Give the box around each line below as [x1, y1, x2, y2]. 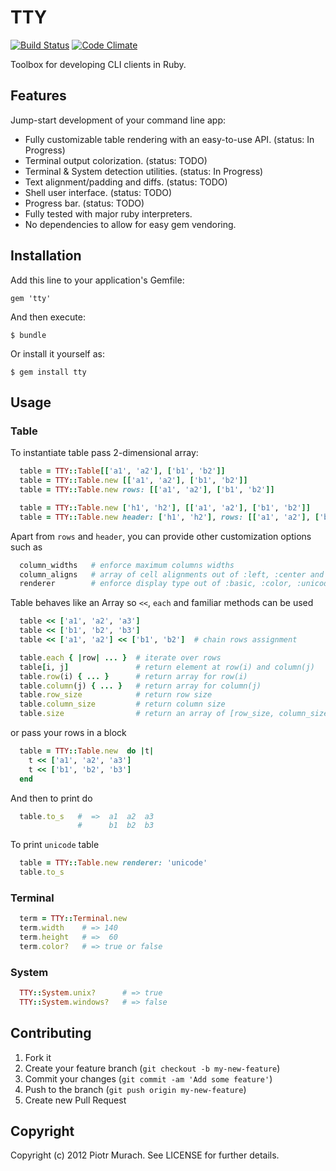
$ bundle [10, 330, 47, 340]
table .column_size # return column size [19, 699, 226, 710]
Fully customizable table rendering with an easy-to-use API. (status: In [24, 133, 315, 145]
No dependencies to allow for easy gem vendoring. [24, 218, 237, 230]
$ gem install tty [10, 367, 87, 377]
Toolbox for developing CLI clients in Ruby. [10, 58, 187, 70]
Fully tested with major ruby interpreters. [24, 207, 193, 220]
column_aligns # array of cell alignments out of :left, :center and [19, 569, 325, 580]
